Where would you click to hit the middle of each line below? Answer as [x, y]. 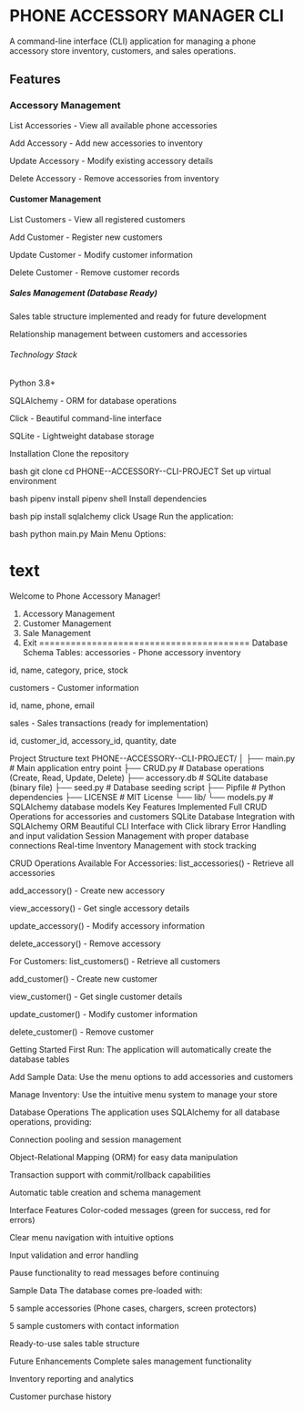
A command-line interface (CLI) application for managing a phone [133, 41]
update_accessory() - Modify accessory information [107, 925]
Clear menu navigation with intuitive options [92, 1237]
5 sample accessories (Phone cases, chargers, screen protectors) [133, 1308]
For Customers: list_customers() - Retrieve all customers [115, 961]
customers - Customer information [74, 687]
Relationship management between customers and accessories [128, 334]
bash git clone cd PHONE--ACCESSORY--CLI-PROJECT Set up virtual [140, 471]
